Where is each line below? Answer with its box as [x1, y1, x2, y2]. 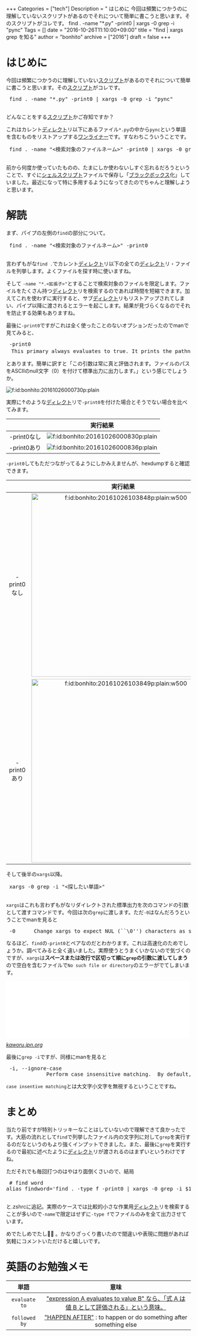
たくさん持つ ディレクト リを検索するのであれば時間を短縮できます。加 [21, 287, 191, 294]
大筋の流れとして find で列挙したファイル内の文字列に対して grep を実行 [15, 1133, 186, 1140]
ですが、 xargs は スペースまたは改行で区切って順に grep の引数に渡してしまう [6, 954, 188, 961]
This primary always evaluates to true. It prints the [11, 348, 172, 354]
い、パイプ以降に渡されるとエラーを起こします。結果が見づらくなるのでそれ [6, 302, 191, 309]
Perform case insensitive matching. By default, [46, 1071, 192, 1078]
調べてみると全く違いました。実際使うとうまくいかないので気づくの [26, 947, 191, 954]
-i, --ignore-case [9, 1065, 62, 1072]
